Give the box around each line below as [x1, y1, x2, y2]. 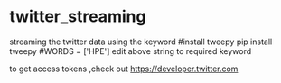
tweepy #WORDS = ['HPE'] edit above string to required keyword [9, 45, 252, 56]
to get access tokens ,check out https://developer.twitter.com [9, 63, 239, 74]
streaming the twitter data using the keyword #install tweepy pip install [9, 36, 273, 47]
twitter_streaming [9, 6, 146, 27]
